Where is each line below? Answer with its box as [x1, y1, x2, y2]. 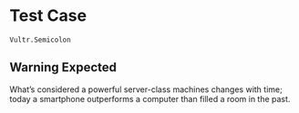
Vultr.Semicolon [9, 35, 71, 44]
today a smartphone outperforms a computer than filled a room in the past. [9, 93, 291, 104]
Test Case [9, 5, 88, 26]
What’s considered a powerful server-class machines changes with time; [9, 83, 283, 95]
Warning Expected [9, 60, 117, 75]
